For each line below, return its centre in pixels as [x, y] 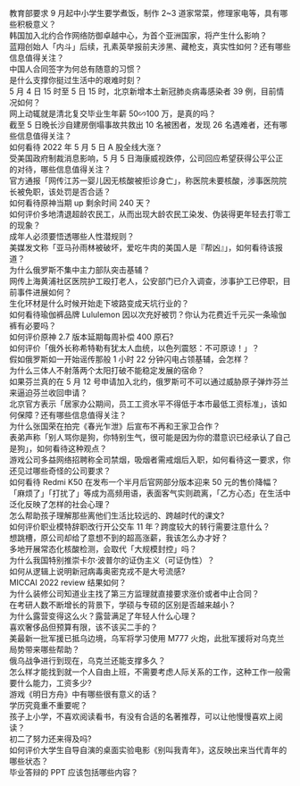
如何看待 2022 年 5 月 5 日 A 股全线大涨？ [86, 147]
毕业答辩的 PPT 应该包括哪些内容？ [74, 772]
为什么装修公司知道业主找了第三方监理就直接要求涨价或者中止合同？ [134, 594]
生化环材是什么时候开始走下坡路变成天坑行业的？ [99, 303]
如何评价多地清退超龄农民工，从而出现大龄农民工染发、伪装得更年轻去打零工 [150, 214]
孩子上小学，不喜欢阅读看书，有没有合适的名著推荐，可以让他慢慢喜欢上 [142, 716]
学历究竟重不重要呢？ [48, 705]
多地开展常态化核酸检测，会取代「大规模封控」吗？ [103, 549]
